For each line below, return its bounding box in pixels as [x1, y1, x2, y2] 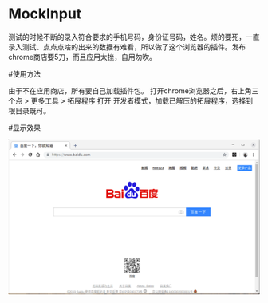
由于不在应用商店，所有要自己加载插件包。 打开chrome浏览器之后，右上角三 [8, 85, 259, 96]
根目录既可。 [8, 105, 50, 116]
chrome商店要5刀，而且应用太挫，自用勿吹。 [8, 52, 157, 61]
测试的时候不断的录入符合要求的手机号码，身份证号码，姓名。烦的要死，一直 [8, 32, 260, 41]
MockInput [8, 5, 82, 23]
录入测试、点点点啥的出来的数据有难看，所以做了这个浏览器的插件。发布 [8, 41, 246, 52]
